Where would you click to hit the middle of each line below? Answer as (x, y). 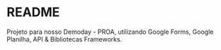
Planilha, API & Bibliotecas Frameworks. (64, 39)
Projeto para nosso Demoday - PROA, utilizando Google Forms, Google (110, 32)
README (33, 12)
